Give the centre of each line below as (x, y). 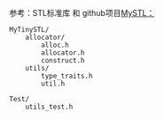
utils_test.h (49, 107)
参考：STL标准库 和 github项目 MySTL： (82, 13)
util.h (53, 84)
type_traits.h (67, 76)
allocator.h (63, 53)
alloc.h (55, 45)
